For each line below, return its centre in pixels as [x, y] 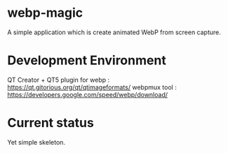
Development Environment [87, 60]
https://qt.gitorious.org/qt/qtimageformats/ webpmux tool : [92, 87]
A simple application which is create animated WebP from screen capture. [114, 32]
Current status [51, 123]
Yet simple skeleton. [36, 142]
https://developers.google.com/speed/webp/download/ [88, 94]
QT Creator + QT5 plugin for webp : [59, 80]
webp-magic [45, 13]
